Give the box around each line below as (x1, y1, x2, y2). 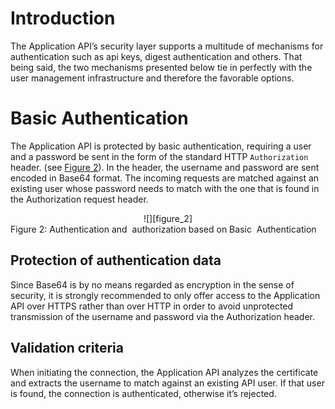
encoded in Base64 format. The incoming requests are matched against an (10, 172, 320, 184)
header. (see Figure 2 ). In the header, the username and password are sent (10, 161, 320, 173)
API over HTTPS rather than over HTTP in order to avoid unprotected (10, 300, 294, 312)
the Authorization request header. (10, 193, 149, 205)
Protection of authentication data (10, 252, 222, 269)
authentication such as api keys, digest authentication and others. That (10, 50, 303, 62)
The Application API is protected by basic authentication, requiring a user (10, 140, 312, 152)
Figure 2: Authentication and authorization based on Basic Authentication (10, 223, 317, 235)
